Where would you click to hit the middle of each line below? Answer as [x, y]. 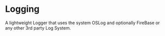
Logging [22, 9]
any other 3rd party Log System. [38, 28]
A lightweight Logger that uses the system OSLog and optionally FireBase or [82, 23]
